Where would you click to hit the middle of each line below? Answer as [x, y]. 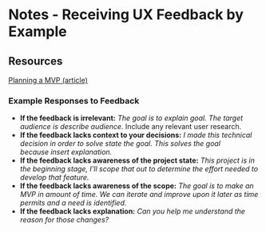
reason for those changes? [64, 220]
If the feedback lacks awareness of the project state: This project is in [137, 160]
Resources [36, 61]
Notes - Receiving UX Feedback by [126, 15]
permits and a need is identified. [73, 203]
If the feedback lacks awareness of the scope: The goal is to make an [137, 186]
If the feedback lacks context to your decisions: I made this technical [136, 135]
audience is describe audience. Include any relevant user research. [131, 127]
